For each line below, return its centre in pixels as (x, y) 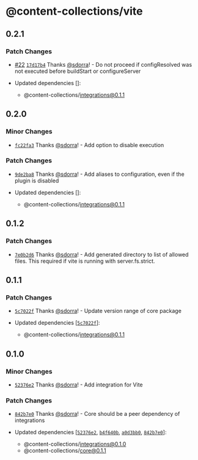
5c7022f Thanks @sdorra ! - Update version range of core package (98, 311)
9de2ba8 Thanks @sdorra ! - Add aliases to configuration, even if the (99, 174)
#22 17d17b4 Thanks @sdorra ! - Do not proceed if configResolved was (103, 64)
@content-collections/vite (74, 11)
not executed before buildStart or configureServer (78, 71)
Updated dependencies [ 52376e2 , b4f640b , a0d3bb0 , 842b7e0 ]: (90, 432)
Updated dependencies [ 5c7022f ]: (57, 323)
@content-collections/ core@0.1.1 (65, 451)
